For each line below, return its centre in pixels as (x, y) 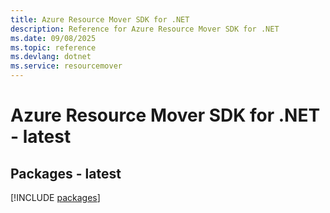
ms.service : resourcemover (66, 66)
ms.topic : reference (53, 47)
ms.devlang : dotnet (51, 57)
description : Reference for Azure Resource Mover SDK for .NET (145, 29)
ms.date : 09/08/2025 (53, 38)
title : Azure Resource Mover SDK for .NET (100, 19)
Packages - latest (66, 173)
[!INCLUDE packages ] (55, 197)
